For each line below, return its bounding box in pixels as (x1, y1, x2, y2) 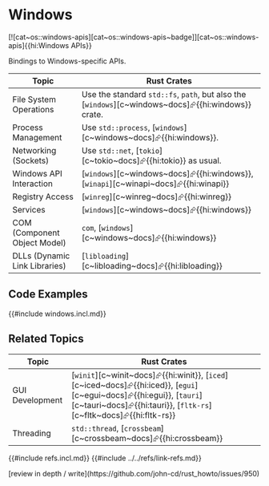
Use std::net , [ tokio (81, 144, 160, 156)
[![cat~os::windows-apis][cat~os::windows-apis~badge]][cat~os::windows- (8, 32, 259, 42)
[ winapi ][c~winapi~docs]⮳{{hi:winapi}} (81, 178, 230, 189)
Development (12, 395, 62, 406)
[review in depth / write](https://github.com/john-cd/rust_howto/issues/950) (8, 468, 260, 478)
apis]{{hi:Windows (8, 40, 70, 50)
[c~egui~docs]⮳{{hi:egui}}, (71, 389, 175, 400)
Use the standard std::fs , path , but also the (81, 88, 247, 99)
